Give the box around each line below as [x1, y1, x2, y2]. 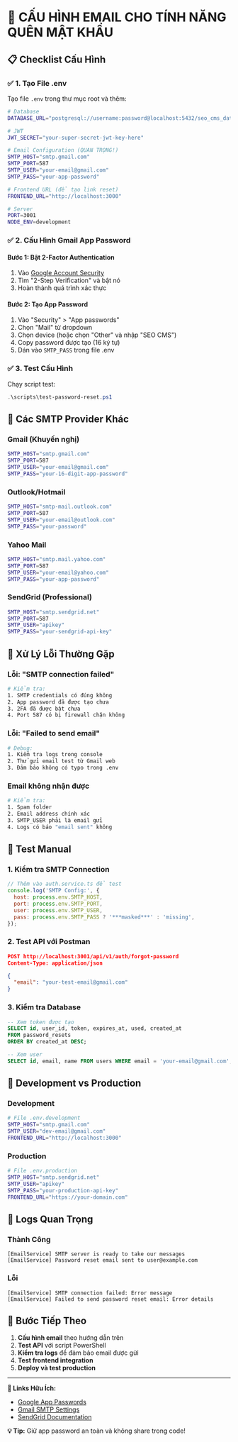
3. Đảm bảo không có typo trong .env [7, 765, 119, 772]
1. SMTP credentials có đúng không [7, 692, 113, 699]
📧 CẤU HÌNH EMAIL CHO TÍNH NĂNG [7, 9, 227, 26]
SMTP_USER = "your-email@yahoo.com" [7, 569, 110, 576]
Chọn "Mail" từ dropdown [17, 323, 93, 332]
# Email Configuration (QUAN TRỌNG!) [7, 147, 119, 154]
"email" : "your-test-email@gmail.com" [13, 979, 129, 986]
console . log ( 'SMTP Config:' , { [7, 887, 100, 894]
